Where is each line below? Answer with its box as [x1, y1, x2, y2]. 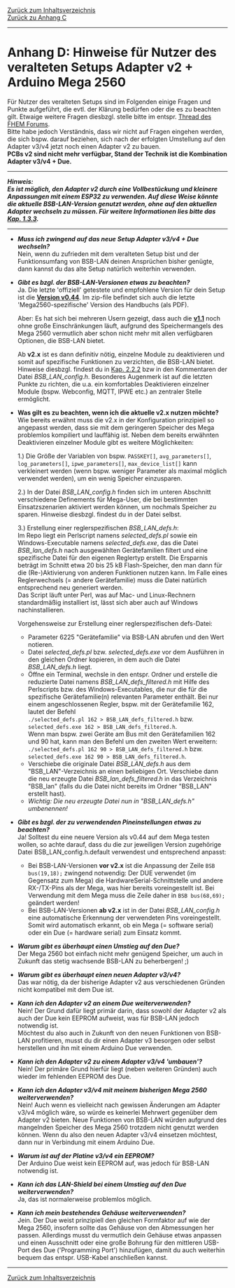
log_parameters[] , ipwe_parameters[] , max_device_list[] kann [17, 459, 197, 467]
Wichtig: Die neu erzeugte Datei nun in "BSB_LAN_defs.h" [27, 796, 194, 805]
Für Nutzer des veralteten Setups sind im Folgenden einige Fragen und [7, 98, 211, 106]
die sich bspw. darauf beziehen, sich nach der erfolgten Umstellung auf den [7, 135, 226, 143]
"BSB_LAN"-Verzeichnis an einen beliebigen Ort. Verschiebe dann [27, 767, 219, 775]
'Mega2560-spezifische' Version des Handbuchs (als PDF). [17, 300, 189, 309]
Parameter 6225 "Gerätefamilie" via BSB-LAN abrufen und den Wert [27, 633, 225, 641]
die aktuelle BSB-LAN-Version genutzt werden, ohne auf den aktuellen [7, 199, 218, 208]
